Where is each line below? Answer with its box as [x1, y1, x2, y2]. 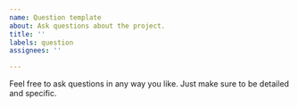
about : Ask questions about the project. [9, 21, 166, 30]
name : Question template [9, 12, 102, 22]
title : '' [9, 29, 46, 38]
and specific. [9, 88, 57, 99]
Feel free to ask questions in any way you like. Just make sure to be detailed [9, 78, 290, 89]
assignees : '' [9, 46, 62, 55]
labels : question [9, 37, 74, 47]
